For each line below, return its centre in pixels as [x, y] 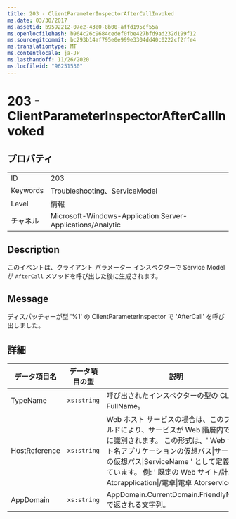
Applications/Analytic [86, 225]
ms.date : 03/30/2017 [38, 20]
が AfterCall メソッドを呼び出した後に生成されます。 [84, 276]
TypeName [29, 401]
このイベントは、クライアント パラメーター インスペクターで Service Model [116, 268]
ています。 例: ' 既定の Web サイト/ [164, 473]
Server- [174, 215]
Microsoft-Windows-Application [105, 215]
